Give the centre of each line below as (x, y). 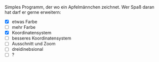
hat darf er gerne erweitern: (33, 12)
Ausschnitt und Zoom (34, 44)
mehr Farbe (23, 27)
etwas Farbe (24, 22)
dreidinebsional (27, 49)
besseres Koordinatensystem (41, 38)
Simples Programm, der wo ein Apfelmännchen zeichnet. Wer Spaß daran (79, 7)
